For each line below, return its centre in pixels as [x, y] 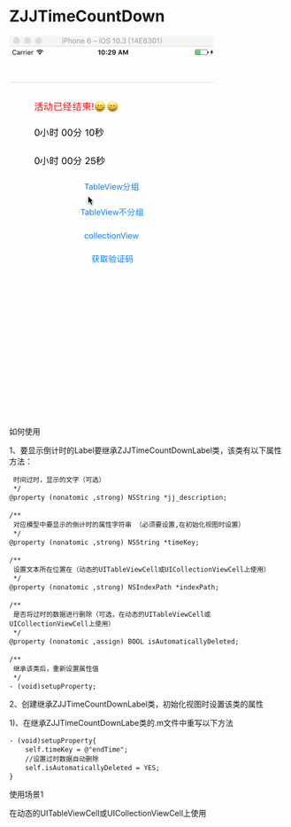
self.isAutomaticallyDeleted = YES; [93, 768]
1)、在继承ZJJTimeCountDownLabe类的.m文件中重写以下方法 [121, 722]
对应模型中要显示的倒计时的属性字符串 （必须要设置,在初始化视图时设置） [129, 525]
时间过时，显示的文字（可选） [59, 480]
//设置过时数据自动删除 [62, 759]
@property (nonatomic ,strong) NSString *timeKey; [104, 542]
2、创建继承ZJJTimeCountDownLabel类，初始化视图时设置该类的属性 [136, 704]
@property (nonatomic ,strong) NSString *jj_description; [118, 497]
